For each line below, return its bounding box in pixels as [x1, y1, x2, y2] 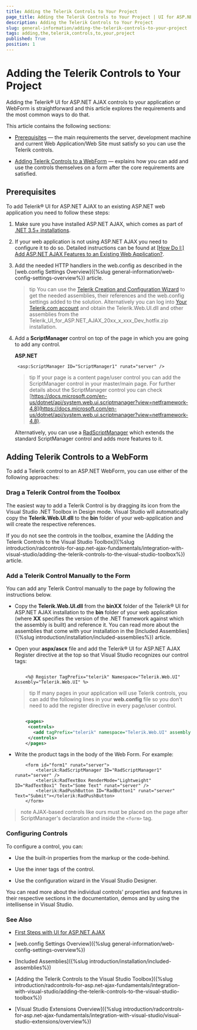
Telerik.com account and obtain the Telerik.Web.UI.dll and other [29, 304, 184, 311]
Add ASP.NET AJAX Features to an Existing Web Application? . [14, 250, 165, 257]
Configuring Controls [6, 829, 68, 837]
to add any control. [14, 341, 60, 348]
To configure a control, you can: [6, 843, 83, 850]
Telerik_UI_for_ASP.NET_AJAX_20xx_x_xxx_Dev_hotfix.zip [29, 317, 168, 324]
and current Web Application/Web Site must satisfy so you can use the [14, 140, 186, 147]
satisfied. [14, 170, 37, 177]
